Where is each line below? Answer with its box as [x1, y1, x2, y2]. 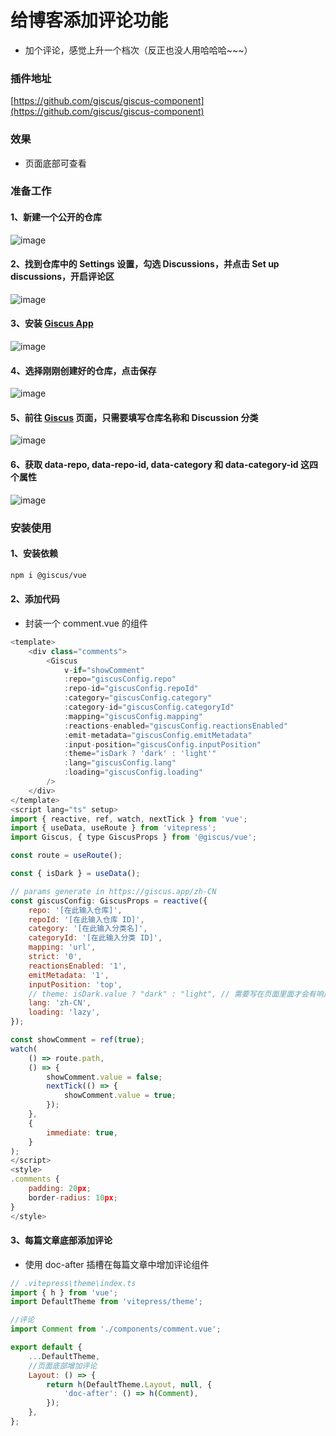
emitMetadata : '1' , [28, 970, 110, 980]
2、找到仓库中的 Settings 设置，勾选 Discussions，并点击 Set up [10, 258, 280, 270]
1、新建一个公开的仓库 [10, 211, 103, 223]
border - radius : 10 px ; [28, 1192, 118, 1203]
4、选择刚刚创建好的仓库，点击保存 [10, 364, 157, 376]
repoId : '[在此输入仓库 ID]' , [28, 914, 145, 925]
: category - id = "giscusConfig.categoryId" [63, 702, 235, 712]
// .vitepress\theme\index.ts [10, 1278, 137, 1288]
